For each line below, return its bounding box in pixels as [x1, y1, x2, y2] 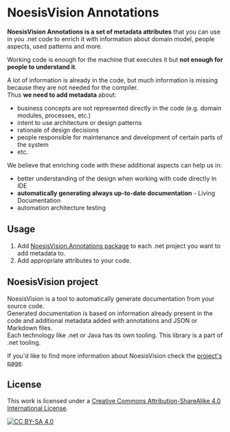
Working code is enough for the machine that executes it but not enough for [7, 55, 223, 63]
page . [7, 359, 24, 367]
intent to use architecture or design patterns [16, 118, 142, 126]
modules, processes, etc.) [16, 111, 91, 120]
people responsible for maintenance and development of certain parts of [16, 133, 223, 141]
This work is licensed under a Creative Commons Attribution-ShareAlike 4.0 [7, 397, 221, 405]
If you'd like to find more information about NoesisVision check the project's [7, 352, 222, 360]
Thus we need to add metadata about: [7, 91, 117, 99]
